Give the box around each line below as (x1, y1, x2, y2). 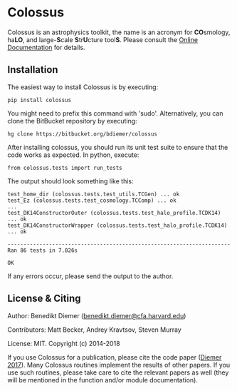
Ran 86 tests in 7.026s (7, 247, 78, 254)
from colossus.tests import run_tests (7, 164, 122, 171)
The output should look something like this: (7, 176, 134, 186)
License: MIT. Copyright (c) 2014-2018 (7, 339, 120, 347)
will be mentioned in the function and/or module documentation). (7, 375, 198, 384)
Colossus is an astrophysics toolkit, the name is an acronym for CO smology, (7, 28, 231, 36)
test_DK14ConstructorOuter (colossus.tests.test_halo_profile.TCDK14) (7, 209, 221, 216)
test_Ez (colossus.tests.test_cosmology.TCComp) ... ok (7, 197, 177, 204)
